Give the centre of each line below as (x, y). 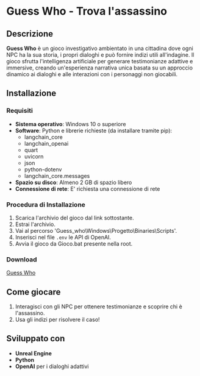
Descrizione (30, 34)
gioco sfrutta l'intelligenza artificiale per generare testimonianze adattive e (100, 61)
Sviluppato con (36, 339)
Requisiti (20, 111)
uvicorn (34, 156)
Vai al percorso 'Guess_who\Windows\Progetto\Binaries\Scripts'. (96, 230)
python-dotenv (43, 169)
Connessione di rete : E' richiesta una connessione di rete (87, 189)
